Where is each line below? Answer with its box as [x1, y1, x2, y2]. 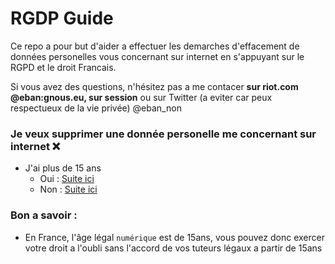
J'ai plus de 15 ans [24, 162, 102, 174]
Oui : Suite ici [39, 173, 95, 185]
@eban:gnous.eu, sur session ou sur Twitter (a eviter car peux [10, 91, 273, 103]
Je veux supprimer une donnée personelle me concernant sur [10, 127, 317, 141]
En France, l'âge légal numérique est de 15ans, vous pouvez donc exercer [24, 231, 325, 243]
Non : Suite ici [39, 183, 98, 196]
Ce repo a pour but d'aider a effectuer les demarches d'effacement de [10, 40, 300, 52]
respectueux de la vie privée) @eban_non [10, 102, 182, 114]
